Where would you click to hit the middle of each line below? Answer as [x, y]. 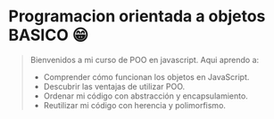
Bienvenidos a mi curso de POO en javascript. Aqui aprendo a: [145, 59]
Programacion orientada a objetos [137, 16]
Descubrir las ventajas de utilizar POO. [114, 86]
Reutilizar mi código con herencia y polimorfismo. [135, 105]
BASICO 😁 [49, 35]
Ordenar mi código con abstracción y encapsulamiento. [146, 96]
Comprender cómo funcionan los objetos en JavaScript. [146, 76]
